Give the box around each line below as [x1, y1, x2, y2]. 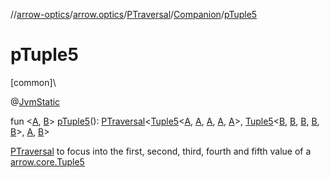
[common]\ [10, 76, 57, 88]
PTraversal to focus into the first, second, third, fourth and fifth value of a [10, 145, 312, 157]
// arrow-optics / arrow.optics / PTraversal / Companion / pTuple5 [10, 9, 258, 20]
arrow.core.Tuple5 [10, 155, 85, 168]
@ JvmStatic [10, 95, 61, 108]
